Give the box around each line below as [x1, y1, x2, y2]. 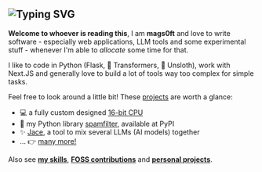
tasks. [8, 77, 28, 86]
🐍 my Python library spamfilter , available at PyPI [19, 119, 175, 128]
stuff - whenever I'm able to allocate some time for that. [8, 45, 189, 55]
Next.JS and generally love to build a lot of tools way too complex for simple [8, 68, 254, 78]
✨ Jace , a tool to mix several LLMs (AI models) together [19, 127, 200, 137]
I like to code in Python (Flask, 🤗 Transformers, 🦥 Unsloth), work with [8, 60, 231, 70]
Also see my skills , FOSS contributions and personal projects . [8, 154, 213, 164]
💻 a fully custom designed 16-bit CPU [19, 107, 144, 117]
